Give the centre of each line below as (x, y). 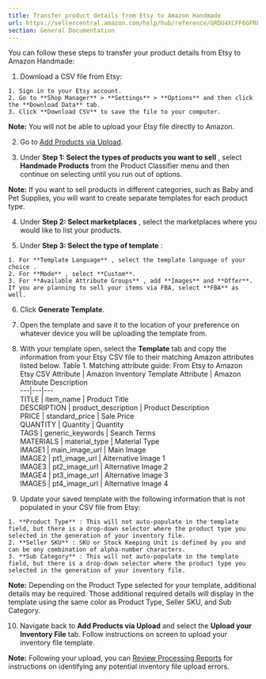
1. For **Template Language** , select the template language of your (127, 260)
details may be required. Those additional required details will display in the (131, 594)
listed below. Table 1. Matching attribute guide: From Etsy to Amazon (131, 366)
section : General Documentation (61, 30)
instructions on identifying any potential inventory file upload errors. (119, 666)
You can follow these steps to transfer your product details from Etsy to (125, 53)
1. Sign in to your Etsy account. (65, 91)
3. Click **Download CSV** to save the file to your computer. (115, 112)
